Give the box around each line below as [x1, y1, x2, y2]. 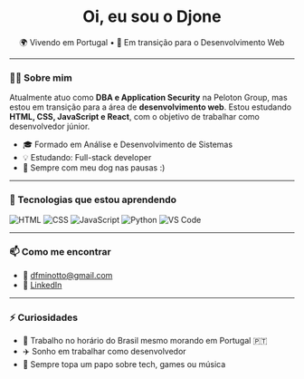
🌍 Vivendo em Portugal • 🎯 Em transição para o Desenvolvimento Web [19, 36, 285, 47]
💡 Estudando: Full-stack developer [22, 152, 152, 163]
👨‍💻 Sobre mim [9, 71, 72, 83]
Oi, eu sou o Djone [82, 6, 222, 27]
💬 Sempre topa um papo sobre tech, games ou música [22, 359, 226, 370]
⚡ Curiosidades [9, 311, 79, 324]
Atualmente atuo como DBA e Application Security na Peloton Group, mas [9, 92, 288, 103]
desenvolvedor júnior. [9, 121, 90, 132]
